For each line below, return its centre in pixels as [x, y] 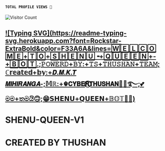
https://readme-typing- [89, 33]
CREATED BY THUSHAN [56, 142]
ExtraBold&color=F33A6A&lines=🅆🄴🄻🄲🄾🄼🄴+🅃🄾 [81, 48]
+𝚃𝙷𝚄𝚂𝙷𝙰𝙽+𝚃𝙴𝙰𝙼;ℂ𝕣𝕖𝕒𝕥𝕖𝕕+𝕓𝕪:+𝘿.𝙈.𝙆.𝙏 [82, 64]
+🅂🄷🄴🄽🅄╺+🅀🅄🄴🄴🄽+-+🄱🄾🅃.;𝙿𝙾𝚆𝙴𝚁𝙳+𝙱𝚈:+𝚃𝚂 [81, 56]
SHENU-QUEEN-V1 [45, 120]
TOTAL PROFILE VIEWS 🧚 [29, 7]
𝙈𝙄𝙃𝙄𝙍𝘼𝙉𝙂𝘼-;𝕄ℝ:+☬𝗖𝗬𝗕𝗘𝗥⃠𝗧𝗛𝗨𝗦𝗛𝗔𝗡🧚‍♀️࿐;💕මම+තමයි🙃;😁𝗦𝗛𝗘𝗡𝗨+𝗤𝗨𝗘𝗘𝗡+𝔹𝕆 [75, 84]
